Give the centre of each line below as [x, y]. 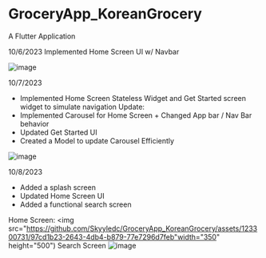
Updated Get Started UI [58, 132]
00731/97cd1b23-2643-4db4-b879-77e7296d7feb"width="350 [113, 236]
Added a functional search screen [75, 204]
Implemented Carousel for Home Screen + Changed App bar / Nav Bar [136, 115]
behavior [34, 123]
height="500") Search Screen [57, 245]
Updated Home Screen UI [62, 196]
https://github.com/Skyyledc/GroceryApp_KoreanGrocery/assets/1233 [142, 228]
